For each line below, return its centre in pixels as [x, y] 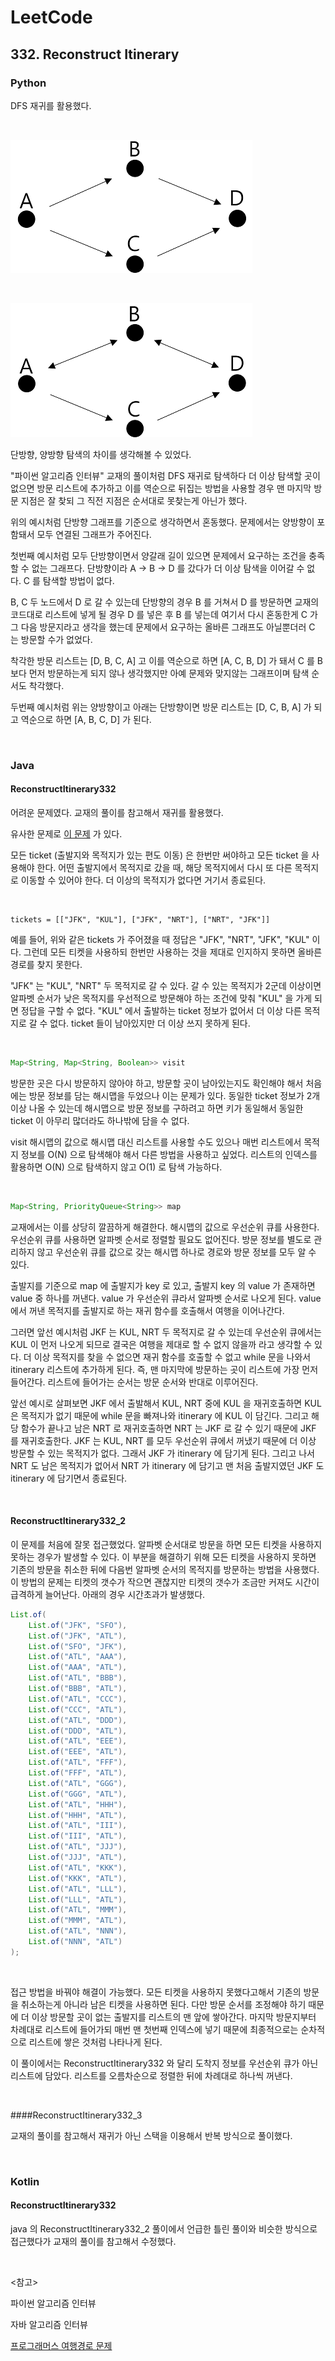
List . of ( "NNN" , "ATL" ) [75, 1942]
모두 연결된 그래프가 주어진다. [94, 534]
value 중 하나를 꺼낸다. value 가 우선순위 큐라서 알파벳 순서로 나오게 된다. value [166, 1298]
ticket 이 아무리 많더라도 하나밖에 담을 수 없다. [100, 1120]
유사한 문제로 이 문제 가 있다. [66, 834]
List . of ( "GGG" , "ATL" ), [78, 1794]
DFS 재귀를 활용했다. [51, 105]
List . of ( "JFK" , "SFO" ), [78, 1625]
